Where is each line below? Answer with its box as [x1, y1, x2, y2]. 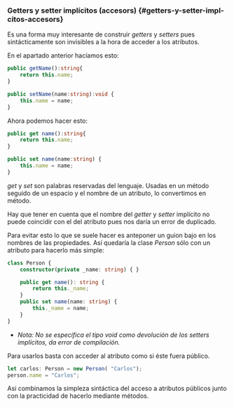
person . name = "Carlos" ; [7, 371, 80, 379]
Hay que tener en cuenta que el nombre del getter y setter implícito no [7, 210, 210, 218]
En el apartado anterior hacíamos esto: [7, 51, 119, 60]
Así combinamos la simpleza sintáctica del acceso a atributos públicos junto [7, 385, 227, 393]
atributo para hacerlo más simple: [7, 246, 104, 254]
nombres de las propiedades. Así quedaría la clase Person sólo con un [7, 238, 211, 247]
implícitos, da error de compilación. [17, 338, 121, 346]
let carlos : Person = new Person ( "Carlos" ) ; [7, 365, 142, 372]
